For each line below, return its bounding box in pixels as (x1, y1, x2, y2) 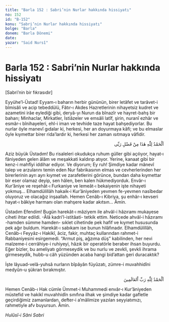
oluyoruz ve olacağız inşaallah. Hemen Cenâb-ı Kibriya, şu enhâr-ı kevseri (5, 194, 158, 200)
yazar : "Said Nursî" (5, 40, 49, 45)
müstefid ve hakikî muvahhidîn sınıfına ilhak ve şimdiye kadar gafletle (5, 291, 148, 297)
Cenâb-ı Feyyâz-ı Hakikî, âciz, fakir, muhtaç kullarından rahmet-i (5, 230, 138, 236)
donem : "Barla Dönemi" (5, 31, 53, 36)
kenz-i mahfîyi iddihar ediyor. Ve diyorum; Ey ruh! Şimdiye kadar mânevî (5, 161, 154, 167)
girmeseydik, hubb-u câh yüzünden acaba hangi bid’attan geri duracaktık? (5, 251, 159, 257)
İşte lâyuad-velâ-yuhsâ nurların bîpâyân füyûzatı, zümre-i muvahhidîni (5, 261, 151, 267)
